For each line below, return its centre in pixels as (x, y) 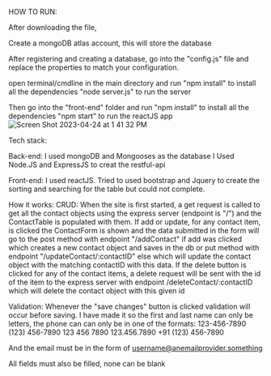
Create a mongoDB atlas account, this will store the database (110, 43)
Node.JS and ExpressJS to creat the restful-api (87, 164)
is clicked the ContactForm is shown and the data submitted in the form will (134, 231)
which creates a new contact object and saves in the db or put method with (134, 248)
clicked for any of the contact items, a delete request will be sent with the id (135, 273)
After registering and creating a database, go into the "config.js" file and (129, 59)
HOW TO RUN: (33, 12)
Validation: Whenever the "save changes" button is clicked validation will (129, 306)
